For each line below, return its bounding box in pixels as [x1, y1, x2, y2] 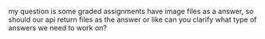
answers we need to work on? [8, 23, 108, 32]
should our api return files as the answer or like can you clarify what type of [8, 15, 257, 24]
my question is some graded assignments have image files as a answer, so [8, 7, 254, 16]
